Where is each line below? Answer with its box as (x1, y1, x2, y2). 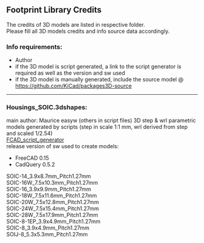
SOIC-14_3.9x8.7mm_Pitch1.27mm (6, 173, 91, 180)
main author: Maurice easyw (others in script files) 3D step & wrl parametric (6, 117, 196, 124)
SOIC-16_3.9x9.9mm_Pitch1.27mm (6, 185, 92, 193)
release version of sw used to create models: (6, 143, 120, 150)
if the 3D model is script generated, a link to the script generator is (15, 63, 182, 70)
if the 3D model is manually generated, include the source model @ (15, 76, 184, 83)
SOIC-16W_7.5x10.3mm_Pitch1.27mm (6, 179, 98, 187)
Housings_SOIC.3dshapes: (6, 103, 88, 112)
